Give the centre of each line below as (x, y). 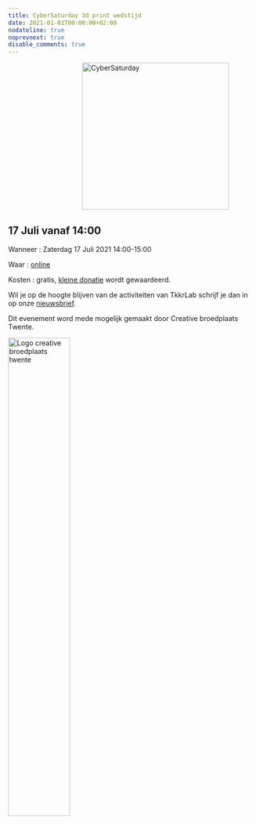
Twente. (21, 326)
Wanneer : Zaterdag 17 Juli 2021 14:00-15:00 (80, 249)
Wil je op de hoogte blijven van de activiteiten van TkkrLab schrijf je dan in (128, 294)
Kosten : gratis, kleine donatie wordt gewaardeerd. (89, 279)
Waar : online (29, 264)
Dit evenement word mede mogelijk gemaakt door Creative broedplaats (123, 318)
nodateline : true (36, 30)
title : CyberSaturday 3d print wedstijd (75, 15)
